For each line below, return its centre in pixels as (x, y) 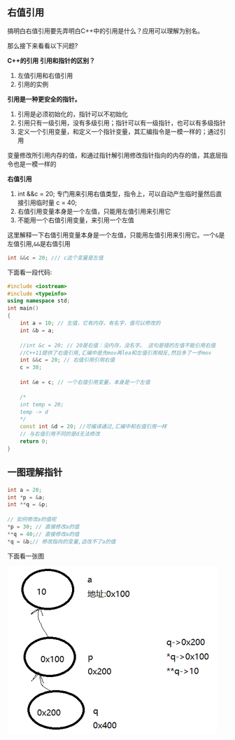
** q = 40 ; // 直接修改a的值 (43, 534)
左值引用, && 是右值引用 (39, 243)
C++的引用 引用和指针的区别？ (51, 60)
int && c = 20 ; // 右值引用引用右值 (67, 360)
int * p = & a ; (26, 497)
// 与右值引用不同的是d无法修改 (60, 434)
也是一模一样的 (35, 164)
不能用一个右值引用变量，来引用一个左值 (76, 220)
